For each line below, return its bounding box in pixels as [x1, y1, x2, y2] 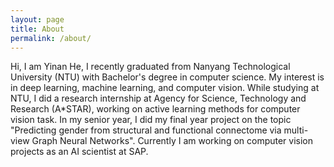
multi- [283, 124, 309, 136]
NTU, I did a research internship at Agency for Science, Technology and [10, 92, 307, 105]
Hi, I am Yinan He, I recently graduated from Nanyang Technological [10, 61, 291, 73]
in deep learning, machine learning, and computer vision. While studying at [10, 82, 320, 94]
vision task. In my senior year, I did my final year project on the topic [10, 114, 292, 126]
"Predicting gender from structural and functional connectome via [10, 124, 282, 136]
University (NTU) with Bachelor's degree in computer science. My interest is [10, 71, 325, 83]
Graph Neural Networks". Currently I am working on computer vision [31, 135, 314, 147]
